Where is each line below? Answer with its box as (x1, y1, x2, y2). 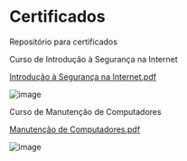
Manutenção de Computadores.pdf (9, 124, 141, 135)
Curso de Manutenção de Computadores (9, 106, 162, 117)
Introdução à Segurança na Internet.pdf (9, 71, 156, 82)
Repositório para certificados (9, 36, 117, 47)
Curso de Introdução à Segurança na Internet (9, 53, 178, 64)
